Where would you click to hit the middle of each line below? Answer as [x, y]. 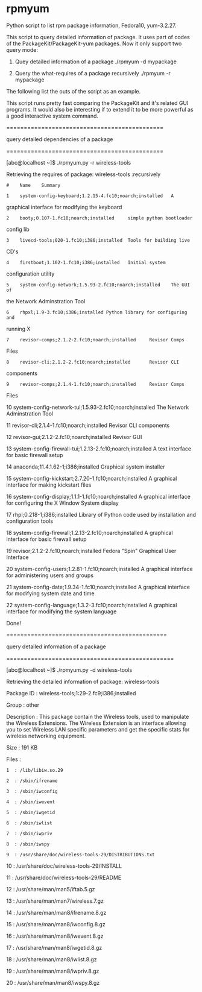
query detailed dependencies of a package [60, 139]
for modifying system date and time [50, 593]
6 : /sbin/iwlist [29, 823]
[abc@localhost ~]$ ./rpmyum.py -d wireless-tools [69, 670]
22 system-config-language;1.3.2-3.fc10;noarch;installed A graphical [92, 605]
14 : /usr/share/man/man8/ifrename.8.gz [56, 912]
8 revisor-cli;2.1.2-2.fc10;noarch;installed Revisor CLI [93, 362]
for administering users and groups [50, 575]
